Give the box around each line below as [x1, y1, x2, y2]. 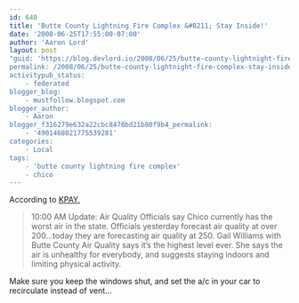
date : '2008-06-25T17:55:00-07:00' [9, 29, 141, 38]
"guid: [9, 54, 34, 63]
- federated [25, 79, 69, 88]
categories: [9, 137, 53, 146]
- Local [25, 145, 53, 154]
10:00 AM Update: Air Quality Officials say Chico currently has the [30, 211, 273, 222]
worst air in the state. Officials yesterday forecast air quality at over [30, 221, 278, 232]
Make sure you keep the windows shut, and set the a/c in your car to [9, 276, 261, 287]
